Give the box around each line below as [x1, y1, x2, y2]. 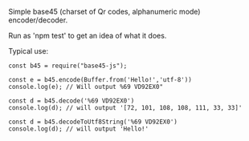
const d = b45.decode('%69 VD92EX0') [8, 97, 135, 105]
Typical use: [8, 46, 49, 55]
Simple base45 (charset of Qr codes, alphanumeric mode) [8, 7, 201, 16]
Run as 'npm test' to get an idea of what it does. [8, 31, 167, 40]
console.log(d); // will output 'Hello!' [8, 125, 149, 133]
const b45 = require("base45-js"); [8, 62, 128, 70]
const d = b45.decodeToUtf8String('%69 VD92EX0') [8, 118, 178, 126]
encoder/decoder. [8, 15, 68, 25]
